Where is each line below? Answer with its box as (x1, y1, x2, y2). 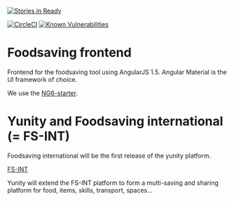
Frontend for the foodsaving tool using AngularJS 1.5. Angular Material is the (7, 67, 227, 76)
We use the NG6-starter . (7, 88, 78, 97)
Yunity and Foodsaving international (7, 113, 223, 130)
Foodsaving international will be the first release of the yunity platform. (7, 151, 212, 160)
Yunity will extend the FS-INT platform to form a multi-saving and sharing (7, 179, 219, 187)
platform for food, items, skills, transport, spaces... (7, 186, 153, 194)
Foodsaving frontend (7, 45, 132, 61)
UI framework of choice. (7, 75, 78, 83)
